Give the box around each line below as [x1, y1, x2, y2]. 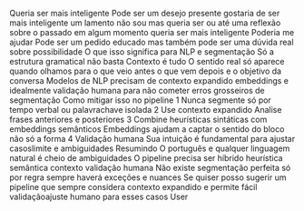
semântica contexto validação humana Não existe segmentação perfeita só [9, 163, 291, 173]
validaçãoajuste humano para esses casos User [9, 191, 189, 202]
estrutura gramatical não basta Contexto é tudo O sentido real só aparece [9, 56, 285, 66]
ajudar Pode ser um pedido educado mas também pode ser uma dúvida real [9, 36, 294, 47]
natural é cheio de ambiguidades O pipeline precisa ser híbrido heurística [9, 153, 283, 163]
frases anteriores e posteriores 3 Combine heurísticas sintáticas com [9, 114, 268, 125]
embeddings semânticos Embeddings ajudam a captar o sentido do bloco [9, 124, 285, 135]
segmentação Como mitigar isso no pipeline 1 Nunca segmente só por [9, 95, 272, 105]
